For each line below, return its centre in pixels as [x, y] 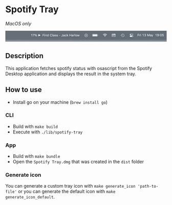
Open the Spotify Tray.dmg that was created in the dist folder [78, 162]
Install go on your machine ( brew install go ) [60, 102]
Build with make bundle [36, 156]
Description [24, 56]
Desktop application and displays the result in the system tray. [71, 74]
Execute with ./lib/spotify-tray [48, 132]
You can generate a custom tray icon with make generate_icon [70, 186]
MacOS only [18, 24]
